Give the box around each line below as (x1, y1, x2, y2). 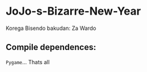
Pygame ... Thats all (5, 58, 50, 65)
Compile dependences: (5, 42, 96, 52)
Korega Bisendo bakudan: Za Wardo (5, 24, 96, 32)
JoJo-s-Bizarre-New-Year (5, 4, 142, 18)
